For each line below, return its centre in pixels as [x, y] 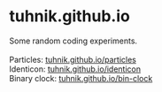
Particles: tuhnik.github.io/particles [73, 59]
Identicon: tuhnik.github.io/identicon [75, 69]
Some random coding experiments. [73, 41]
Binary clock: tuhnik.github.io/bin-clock [81, 78]
